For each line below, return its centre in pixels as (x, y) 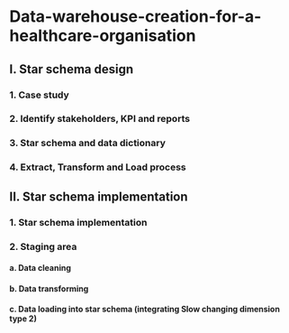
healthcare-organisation (103, 36)
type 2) (23, 319)
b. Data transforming (49, 288)
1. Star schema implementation (78, 222)
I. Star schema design (72, 69)
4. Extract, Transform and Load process (98, 167)
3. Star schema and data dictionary (88, 143)
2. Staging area (43, 246)
